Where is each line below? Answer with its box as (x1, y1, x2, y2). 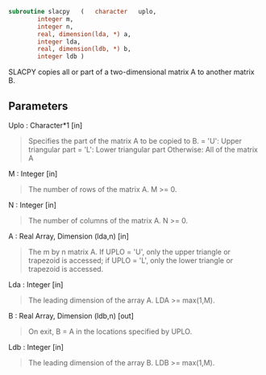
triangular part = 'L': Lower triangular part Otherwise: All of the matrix (27, 144, 258, 154)
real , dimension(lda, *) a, (37, 30, 131, 38)
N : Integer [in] (8, 200, 56, 210)
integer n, (37, 23, 74, 31)
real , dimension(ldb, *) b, (37, 45, 131, 53)
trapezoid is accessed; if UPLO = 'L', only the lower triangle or (27, 255, 234, 265)
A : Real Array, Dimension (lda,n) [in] (8, 231, 129, 241)
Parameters (8, 99, 69, 113)
